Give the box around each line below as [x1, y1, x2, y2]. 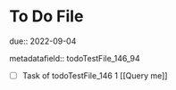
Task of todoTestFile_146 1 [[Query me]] [21, 70, 168, 81]
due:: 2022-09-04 [9, 36, 77, 46]
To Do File [9, 6, 84, 27]
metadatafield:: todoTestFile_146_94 [9, 53, 140, 63]
